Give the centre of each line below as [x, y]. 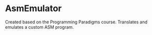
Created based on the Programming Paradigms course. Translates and [76, 22]
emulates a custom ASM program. [39, 27]
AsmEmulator [34, 9]
